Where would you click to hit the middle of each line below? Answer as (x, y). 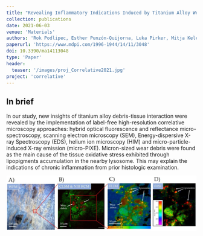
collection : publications (39, 19)
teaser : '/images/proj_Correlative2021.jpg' (69, 70)
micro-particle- (172, 142)
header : (16, 63)
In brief (20, 102)
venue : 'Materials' (31, 32)
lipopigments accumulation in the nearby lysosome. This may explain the (97, 161)
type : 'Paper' (24, 57)
